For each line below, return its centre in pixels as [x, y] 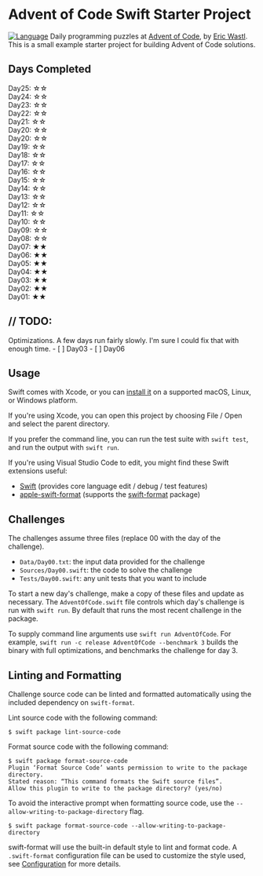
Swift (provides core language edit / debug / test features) [113, 486]
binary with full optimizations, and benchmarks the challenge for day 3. [123, 651]
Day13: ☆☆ [27, 196]
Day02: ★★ [28, 288]
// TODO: [30, 321]
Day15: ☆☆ [27, 180]
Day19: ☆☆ [27, 146]
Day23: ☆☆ [28, 104]
